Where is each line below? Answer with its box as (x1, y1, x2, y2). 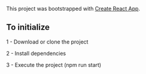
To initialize (6, 22, 50, 32)
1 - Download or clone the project (6, 38, 89, 45)
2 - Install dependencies (6, 50, 66, 57)
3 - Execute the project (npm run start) (6, 61, 102, 68)
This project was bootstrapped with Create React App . (6, 5, 141, 12)
